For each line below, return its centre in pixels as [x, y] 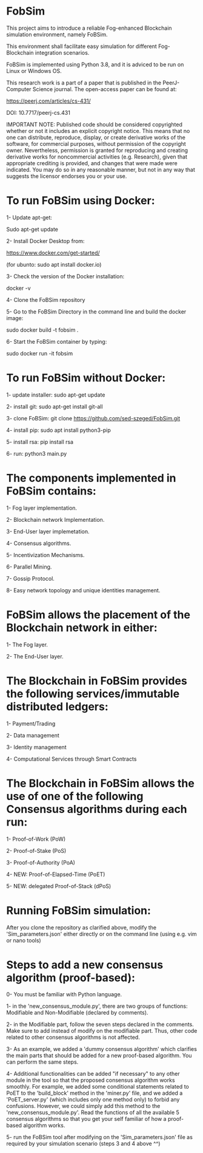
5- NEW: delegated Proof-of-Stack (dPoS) [59, 886]
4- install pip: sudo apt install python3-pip [58, 430]
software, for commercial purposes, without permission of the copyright [96, 143]
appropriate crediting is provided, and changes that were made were [92, 163]
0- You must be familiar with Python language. [64, 994]
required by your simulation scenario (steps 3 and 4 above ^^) [83, 1144]
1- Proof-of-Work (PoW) [36, 839]
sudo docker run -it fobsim [40, 353]
